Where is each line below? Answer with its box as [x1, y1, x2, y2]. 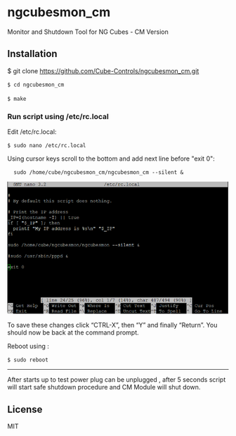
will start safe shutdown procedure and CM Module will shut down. [7, 383, 201, 392]
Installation [7, 48, 58, 60]
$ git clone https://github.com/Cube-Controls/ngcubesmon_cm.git [7, 66, 199, 75]
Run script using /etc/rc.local [7, 111, 109, 121]
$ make [7, 95, 27, 102]
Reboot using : [7, 342, 49, 351]
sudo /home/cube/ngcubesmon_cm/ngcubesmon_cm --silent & [13, 169, 184, 176]
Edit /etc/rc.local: [7, 127, 57, 136]
